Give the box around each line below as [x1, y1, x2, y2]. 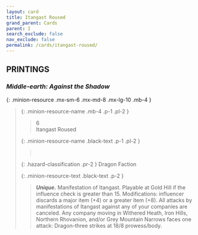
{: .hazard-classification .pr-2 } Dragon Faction [20, 160, 137, 168]
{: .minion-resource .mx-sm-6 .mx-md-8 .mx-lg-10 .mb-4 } [6, 96, 152, 103]
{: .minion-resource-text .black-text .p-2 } [20, 172, 124, 179]
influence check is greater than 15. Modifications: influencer [35, 190, 184, 197]
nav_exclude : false [6, 37, 55, 43]
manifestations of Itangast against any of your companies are [35, 203, 188, 210]
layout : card [6, 8, 39, 15]
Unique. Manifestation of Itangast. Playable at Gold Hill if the [35, 183, 186, 191]
